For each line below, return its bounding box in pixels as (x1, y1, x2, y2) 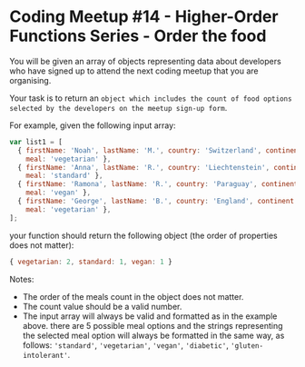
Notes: (9, 273, 34, 284)
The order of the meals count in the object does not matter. (22, 291, 244, 302)
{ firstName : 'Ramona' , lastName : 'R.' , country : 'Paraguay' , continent (17, 180, 299, 189)
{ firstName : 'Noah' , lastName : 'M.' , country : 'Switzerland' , (17, 145, 262, 155)
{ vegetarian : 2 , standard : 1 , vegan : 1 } (9, 257, 172, 266)
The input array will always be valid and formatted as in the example (22, 311, 278, 322)
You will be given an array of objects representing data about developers (9, 55, 281, 66)
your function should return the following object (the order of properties (9, 230, 279, 241)
